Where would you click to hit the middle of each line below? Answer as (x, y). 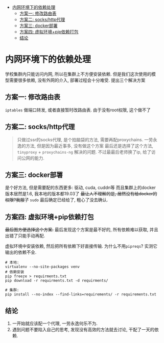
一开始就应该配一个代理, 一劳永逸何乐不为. (55, 323)
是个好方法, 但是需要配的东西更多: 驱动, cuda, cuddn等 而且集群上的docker (80, 187)
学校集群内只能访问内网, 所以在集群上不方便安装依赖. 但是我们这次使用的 (78, 74)
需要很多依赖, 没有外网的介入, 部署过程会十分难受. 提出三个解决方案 (77, 80)
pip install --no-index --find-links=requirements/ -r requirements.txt (81, 294)
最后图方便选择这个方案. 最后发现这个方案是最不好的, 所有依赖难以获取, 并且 (82, 230)
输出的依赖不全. (21, 252)
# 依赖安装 (15, 272)
